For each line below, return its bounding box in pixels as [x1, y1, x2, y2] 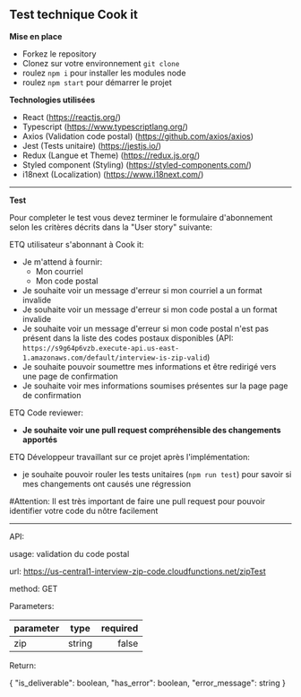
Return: [9, 659, 37, 671]
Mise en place [9, 30, 63, 41]
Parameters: [9, 600, 55, 611]
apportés [21, 434, 58, 445]
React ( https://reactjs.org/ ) [21, 111, 121, 122]
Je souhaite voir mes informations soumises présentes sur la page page [21, 380, 288, 391]
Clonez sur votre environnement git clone [21, 57, 180, 68]
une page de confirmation [21, 370, 118, 381]
